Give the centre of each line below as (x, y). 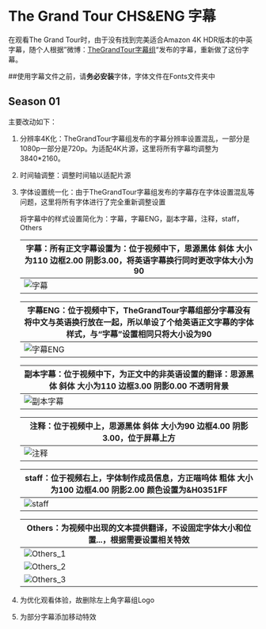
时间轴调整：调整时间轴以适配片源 (75, 175)
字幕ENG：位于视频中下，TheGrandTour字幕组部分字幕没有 (139, 310)
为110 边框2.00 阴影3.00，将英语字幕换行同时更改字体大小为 (139, 260)
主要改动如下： (32, 121)
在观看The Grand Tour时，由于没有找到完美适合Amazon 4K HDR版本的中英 (131, 40)
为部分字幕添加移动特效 (58, 616)
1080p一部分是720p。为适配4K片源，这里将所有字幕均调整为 (119, 148)
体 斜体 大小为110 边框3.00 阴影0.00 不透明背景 (139, 386)
